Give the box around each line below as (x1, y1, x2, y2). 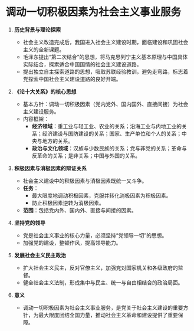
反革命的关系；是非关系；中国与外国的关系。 (31, 152, 141, 159)
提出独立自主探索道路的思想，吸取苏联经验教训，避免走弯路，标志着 (22, 68, 189, 75)
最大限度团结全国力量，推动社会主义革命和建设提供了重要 (38, 311, 178, 319)
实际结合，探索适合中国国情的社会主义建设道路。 (22, 60, 142, 68)
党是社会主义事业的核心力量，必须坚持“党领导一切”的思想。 (22, 231, 167, 239)
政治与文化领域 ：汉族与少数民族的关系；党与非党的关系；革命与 (31, 145, 187, 152)
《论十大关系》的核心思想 (14, 88, 77, 95)
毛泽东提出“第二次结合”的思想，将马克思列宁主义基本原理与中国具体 (22, 53, 188, 60)
